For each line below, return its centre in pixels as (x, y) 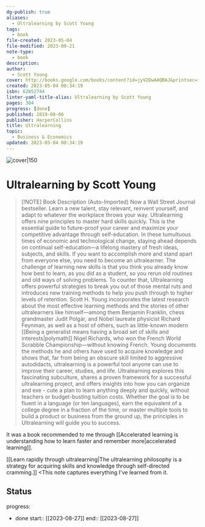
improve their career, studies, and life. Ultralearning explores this (103, 370)
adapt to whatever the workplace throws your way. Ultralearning (102, 215)
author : (16, 69)
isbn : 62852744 (26, 92)
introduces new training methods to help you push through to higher (107, 293)
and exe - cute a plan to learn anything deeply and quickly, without (105, 390)
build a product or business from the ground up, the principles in (103, 416)
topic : (15, 131)
